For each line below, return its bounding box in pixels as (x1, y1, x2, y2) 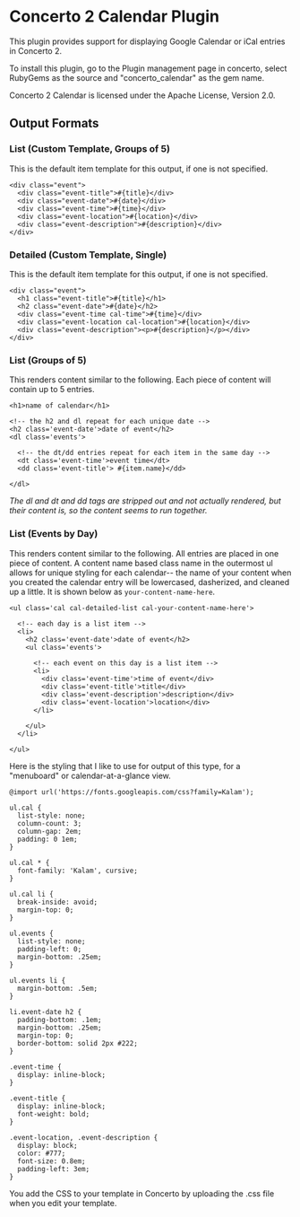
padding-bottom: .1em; (17, 1015, 102, 1024)
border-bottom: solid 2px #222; (17, 1038, 139, 1047)
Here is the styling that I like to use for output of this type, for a (9, 760, 241, 771)
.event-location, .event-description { (9, 1133, 159, 1142)
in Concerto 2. (9, 45, 63, 56)
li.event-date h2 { (9, 1007, 82, 1016)
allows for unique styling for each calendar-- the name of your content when (9, 567, 292, 578)
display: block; (17, 1141, 78, 1150)
